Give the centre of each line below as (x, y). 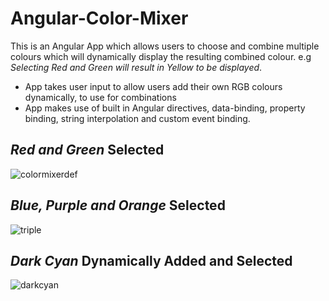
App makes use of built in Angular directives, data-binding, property (165, 108)
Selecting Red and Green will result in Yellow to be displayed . (136, 67)
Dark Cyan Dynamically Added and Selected (151, 260)
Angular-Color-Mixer (99, 18)
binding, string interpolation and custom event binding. (137, 118)
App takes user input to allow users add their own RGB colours (153, 86)
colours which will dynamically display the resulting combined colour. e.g (161, 56)
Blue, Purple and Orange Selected (118, 205)
